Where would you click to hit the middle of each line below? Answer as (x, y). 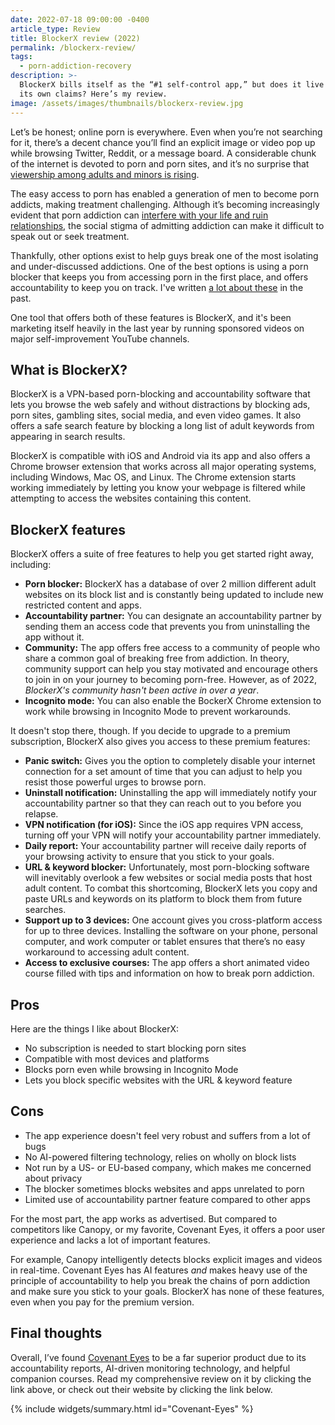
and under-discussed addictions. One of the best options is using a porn (159, 266)
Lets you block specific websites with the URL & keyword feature (158, 1080)
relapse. (41, 814)
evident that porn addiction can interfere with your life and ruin (139, 215)
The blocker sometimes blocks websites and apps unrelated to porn (164, 1188)
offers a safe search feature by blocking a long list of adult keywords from (162, 426)
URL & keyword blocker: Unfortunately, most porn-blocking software (167, 867)
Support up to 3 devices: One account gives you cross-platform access (173, 920)
